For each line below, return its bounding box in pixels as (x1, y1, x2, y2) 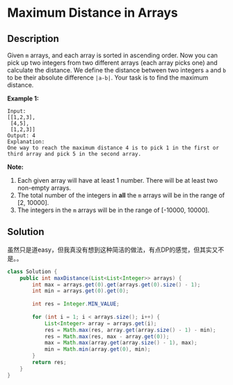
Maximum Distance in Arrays (7, 5, 179, 21)
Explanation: (7, 138, 45, 145)
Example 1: (7, 94, 40, 103)
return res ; (32, 359, 67, 366)
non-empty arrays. (17, 183, 72, 192)
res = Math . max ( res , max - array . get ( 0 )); (44, 333, 170, 340)
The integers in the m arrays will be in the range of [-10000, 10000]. (17, 206, 210, 214)
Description (7, 33, 59, 45)
